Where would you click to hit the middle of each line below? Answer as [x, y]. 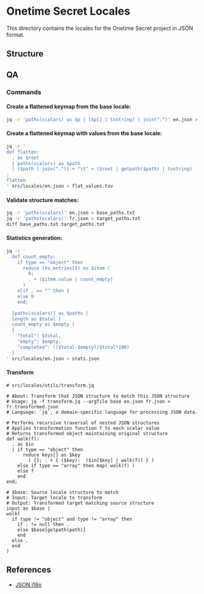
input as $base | [28, 508]
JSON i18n [28, 584]
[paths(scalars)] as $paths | [50, 313]
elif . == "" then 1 [43, 291]
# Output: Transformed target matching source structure [80, 503]
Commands [24, 92]
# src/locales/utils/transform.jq [50, 385]
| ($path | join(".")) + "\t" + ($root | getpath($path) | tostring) [102, 169]
